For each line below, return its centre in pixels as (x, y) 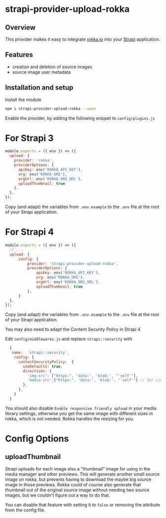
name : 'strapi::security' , (41, 353)
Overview (21, 27)
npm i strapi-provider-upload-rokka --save (51, 108)
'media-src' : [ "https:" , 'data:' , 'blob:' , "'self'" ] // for (90, 380)
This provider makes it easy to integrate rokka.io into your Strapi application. (83, 39)
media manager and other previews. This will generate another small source (82, 474)
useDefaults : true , (43, 366)
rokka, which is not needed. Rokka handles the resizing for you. (70, 418)
